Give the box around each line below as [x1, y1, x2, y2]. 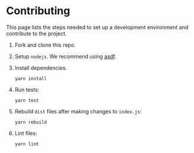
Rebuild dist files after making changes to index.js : [14, 108, 142, 115]
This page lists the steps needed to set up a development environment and [6, 24, 189, 31]
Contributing [6, 4, 70, 18]
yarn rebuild [14, 119, 47, 125]
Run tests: [14, 86, 40, 93]
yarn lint [14, 141, 40, 147]
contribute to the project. [6, 30, 67, 37]
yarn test [14, 97, 40, 103]
